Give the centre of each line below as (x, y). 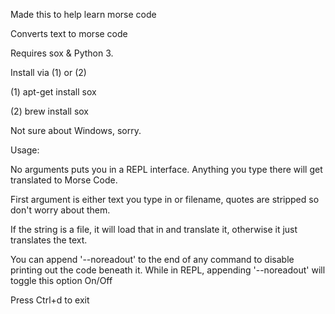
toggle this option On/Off (61, 280)
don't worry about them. (60, 210)
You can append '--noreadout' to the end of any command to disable (152, 259)
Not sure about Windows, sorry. (76, 130)
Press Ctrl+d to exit (50, 300)
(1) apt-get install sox (53, 92)
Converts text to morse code (69, 33)
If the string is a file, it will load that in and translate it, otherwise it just (154, 229)
